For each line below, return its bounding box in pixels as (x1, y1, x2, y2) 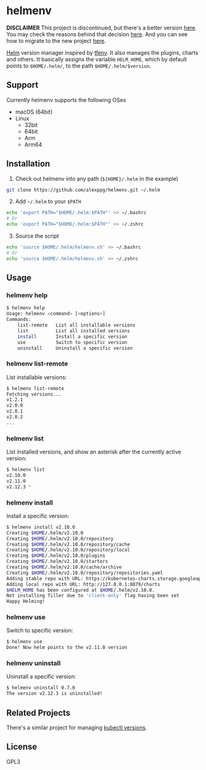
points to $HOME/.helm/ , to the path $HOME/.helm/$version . (6, 62, 151, 69)
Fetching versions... (6, 391, 62, 397)
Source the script (15, 232, 59, 240)
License (6, 742, 37, 752)
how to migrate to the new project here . (6, 37, 106, 44)
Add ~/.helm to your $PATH (15, 198, 82, 205)
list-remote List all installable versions (17, 322, 136, 328)
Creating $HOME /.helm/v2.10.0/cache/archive (6, 564, 122, 570)
